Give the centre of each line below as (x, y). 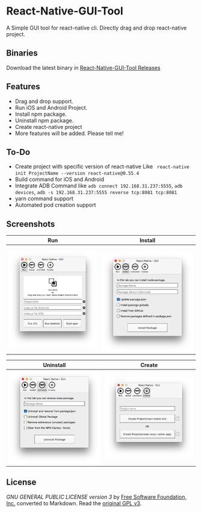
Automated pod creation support (55, 205)
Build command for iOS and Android (60, 180)
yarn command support (44, 199)
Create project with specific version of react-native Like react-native (102, 166)
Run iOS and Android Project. (51, 107)
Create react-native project (48, 127)
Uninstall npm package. (44, 120)
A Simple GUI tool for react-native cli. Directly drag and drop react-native (97, 28)
